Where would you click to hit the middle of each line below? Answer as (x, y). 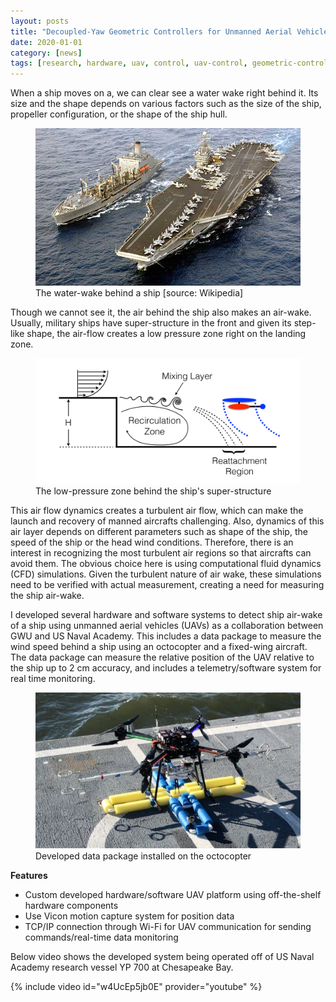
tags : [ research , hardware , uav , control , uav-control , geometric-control (169, 63)
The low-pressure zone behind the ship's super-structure (153, 491)
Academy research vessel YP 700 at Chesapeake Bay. (122, 967)
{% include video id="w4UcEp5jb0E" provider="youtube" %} (136, 986)
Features (29, 875)
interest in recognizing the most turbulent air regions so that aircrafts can (161, 552)
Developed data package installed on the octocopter (143, 856)
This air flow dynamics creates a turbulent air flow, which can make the (157, 510)
